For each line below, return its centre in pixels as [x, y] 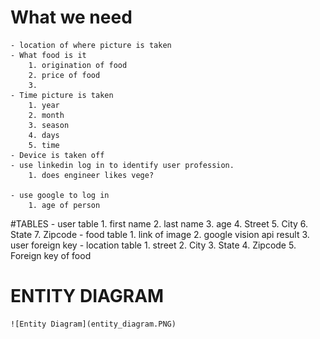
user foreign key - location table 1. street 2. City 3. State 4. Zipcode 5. [153, 245]
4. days [44, 135]
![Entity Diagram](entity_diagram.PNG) [93, 324]
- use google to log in [60, 195]
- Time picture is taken [62, 95]
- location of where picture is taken [91, 45]
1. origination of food [78, 65]
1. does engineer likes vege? [91, 175]
